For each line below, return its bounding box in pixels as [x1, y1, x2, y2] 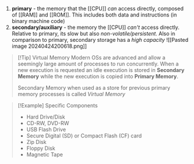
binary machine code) [11, 18, 65, 24]
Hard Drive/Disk [26, 113, 65, 120]
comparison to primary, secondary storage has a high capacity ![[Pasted [11, 37, 189, 43]
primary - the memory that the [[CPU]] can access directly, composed [11, 5, 184, 12]
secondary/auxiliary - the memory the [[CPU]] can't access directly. [11, 24, 180, 31]
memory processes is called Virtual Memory [17, 91, 126, 97]
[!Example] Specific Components [17, 102, 98, 109]
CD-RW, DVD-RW [26, 120, 70, 126]
